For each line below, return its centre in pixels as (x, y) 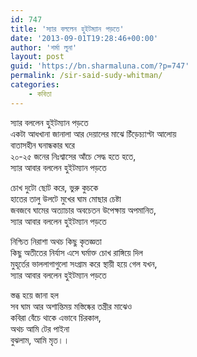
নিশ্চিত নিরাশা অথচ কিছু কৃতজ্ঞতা (56, 241)
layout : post (37, 57)
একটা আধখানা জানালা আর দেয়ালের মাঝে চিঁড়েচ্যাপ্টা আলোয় (93, 133)
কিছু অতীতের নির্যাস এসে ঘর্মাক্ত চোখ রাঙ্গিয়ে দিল (76, 252)
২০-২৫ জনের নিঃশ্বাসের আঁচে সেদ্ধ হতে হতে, (73, 156)
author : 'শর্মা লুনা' (44, 47)
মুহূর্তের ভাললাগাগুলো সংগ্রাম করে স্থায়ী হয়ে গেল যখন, (84, 263)
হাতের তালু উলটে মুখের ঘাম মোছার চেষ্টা (66, 198)
